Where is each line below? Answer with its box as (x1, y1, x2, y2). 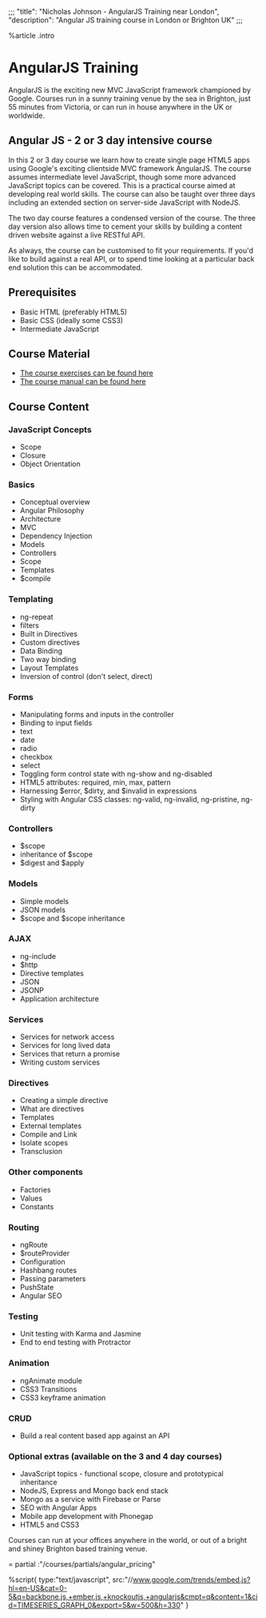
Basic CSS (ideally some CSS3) (19, 315, 124, 325)
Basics (8, 479, 35, 490)
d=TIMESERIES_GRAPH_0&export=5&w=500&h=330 (8, 1600, 181, 1610)
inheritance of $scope (19, 849, 93, 859)
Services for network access (19, 1032, 115, 1042)
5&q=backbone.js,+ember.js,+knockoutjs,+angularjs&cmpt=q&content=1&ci (8, 1592, 258, 1602)
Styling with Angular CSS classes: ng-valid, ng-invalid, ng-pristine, (19, 794, 240, 804)
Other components (8, 1167, 84, 1178)
